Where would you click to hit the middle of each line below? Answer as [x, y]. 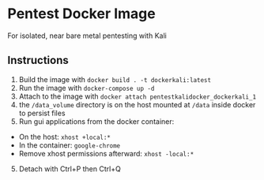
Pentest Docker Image [81, 14]
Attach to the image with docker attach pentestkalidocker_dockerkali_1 [138, 96]
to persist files [42, 113]
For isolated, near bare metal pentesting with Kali [87, 36]
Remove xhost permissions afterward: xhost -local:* [106, 153]
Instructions [38, 60]
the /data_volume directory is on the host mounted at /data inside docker [137, 104]
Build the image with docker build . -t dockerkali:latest [115, 79]
